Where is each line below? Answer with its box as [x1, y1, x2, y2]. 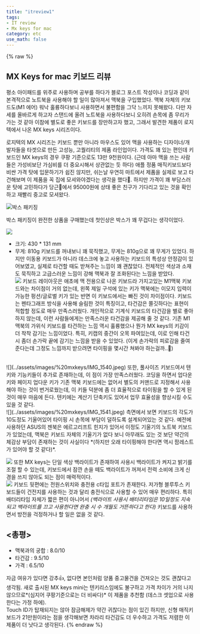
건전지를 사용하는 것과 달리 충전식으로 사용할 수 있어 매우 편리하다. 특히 [26, 488, 193, 495]
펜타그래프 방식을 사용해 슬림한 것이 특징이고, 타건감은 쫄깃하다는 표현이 [21, 300, 189, 307]
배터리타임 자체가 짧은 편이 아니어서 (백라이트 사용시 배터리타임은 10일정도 [6, 495, 180, 503]
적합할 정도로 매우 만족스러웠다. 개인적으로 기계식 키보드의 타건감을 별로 [14, 307, 183, 314]
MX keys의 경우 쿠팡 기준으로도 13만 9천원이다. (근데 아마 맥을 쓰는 [21, 153, 180, 161]
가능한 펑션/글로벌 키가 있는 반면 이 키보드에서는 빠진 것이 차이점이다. [14, 292, 176, 299]
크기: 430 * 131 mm [14, 240, 61, 247]
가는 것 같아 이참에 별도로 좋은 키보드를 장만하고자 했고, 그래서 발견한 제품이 [6, 118, 183, 125]
